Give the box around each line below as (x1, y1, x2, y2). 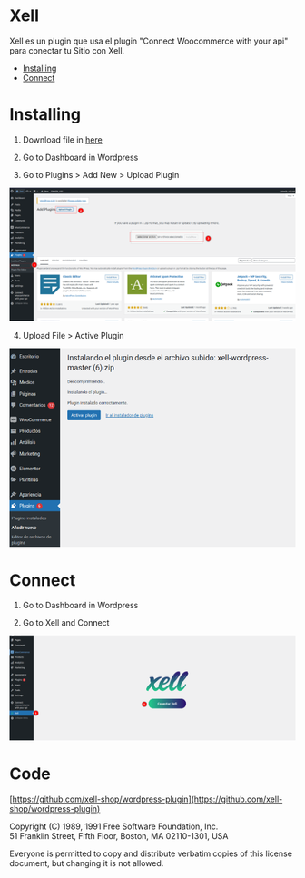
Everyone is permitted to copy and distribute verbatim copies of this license (9, 848, 293, 859)
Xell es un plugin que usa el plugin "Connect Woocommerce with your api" (9, 35, 289, 46)
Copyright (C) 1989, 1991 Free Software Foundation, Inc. (9, 821, 219, 832)
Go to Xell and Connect (22, 617, 110, 628)
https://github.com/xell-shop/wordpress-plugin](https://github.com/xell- (12, 794, 283, 804)
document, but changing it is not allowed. (9, 857, 164, 868)
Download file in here (22, 133, 103, 145)
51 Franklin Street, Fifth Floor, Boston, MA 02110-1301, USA (9, 830, 229, 841)
